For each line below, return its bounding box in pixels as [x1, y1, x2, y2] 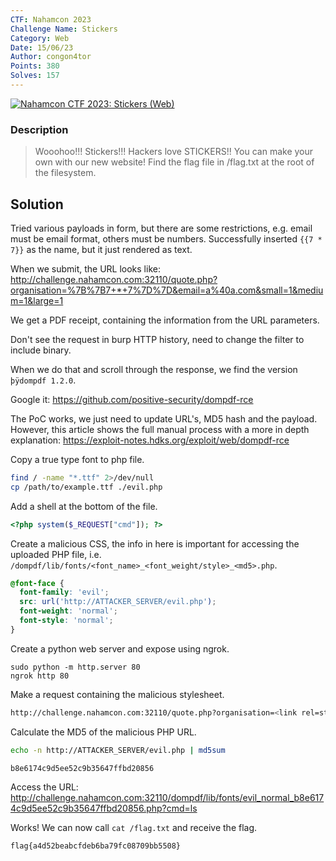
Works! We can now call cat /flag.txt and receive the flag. [10, 822, 258, 834]
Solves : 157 [10, 71, 60, 81]
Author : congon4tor [10, 52, 92, 62]
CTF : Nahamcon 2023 [10, 14, 92, 25]
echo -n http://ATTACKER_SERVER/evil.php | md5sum [10, 745, 226, 755]
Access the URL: [10, 781, 79, 793]
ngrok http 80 [10, 671, 70, 681]
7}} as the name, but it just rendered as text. [10, 243, 193, 255]
